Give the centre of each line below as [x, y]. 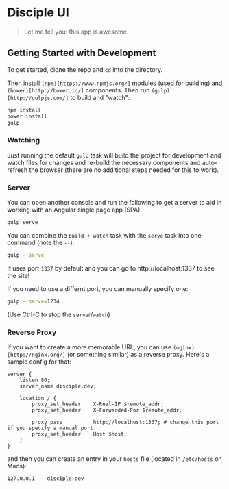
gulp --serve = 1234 [33, 301]
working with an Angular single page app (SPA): [75, 210]
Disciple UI [38, 13]
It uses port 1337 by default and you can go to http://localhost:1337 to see [111, 268]
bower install [27, 116]
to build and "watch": [100, 97]
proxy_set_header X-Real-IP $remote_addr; [98, 404]
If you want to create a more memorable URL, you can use [89, 347]
